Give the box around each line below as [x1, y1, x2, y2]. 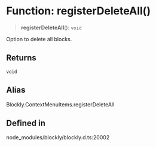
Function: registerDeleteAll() [6, 4, 151, 18]
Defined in [6, 118, 46, 128]
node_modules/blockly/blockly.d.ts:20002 [6, 134, 110, 141]
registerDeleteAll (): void [20, 24, 82, 31]
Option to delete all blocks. [6, 35, 72, 42]
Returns [6, 53, 37, 63]
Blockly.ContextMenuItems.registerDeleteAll [6, 100, 115, 108]
